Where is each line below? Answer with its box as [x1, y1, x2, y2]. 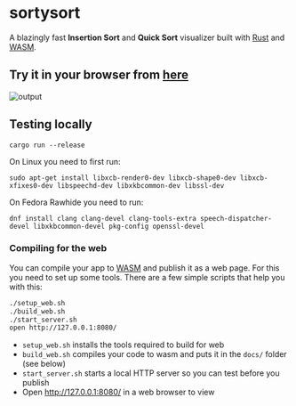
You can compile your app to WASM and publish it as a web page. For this [9, 262, 280, 273]
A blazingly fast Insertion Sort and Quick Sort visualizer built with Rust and [9, 32, 285, 43]
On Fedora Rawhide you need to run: [9, 197, 144, 207]
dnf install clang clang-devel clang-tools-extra [9, 214, 197, 223]
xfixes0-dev [9, 181, 53, 190]
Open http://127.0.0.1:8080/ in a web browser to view [21, 386, 215, 398]
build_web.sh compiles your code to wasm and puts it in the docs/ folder [21, 349, 287, 360]
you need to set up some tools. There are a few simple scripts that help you [9, 272, 286, 282]
